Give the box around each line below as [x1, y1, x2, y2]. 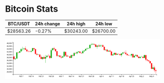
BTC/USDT [8, 21, 30, 27]
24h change [35, 21, 60, 27]
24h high [66, 21, 86, 27]
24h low [95, 21, 112, 27]
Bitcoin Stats [5, 3, 58, 15]
